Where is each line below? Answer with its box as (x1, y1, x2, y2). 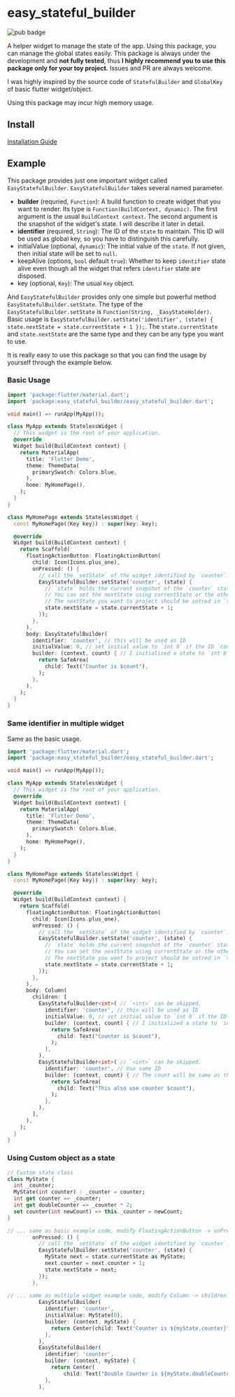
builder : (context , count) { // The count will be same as (44, 1072, 220, 1079)
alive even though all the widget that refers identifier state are (17, 264, 201, 272)
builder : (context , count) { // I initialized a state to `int (32, 650, 220, 657)
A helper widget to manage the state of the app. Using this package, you (7, 41, 217, 50)
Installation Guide (7, 137, 57, 146)
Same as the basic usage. (7, 735, 82, 743)
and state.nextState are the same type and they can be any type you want (7, 329, 224, 338)
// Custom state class (7, 1169, 73, 1176)
